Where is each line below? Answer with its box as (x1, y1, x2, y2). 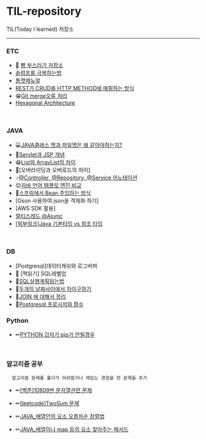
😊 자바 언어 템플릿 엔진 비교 (15, 181, 82, 188)
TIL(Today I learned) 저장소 (6, 25, 74, 33)
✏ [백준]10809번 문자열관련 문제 (15, 387, 93, 394)
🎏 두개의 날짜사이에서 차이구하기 (15, 285, 92, 292)
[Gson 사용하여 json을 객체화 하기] (15, 196, 99, 204)
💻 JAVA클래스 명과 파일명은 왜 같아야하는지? (15, 141, 123, 149)
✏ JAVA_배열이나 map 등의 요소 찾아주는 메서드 (15, 425, 129, 433)
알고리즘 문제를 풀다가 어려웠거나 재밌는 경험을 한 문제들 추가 (12, 375, 147, 381)
